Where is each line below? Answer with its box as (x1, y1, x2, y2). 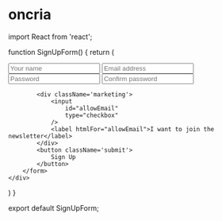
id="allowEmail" (64, 104, 119, 112)
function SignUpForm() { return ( (8, 47, 115, 56)
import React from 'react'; (8, 32, 93, 41)
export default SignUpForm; (8, 203, 99, 212)
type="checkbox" (64, 111, 119, 119)
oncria (8, 6, 52, 24)
